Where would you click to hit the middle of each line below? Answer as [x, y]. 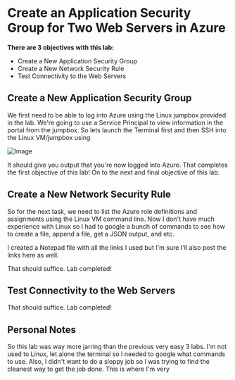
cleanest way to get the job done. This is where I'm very [89, 369]
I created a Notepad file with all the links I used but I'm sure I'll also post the [117, 247]
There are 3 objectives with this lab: [61, 47]
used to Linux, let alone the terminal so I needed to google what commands [116, 354]
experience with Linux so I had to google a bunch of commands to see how [116, 226]
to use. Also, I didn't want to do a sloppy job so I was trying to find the [108, 362]
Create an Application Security [99, 13]
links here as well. [33, 255]
